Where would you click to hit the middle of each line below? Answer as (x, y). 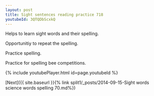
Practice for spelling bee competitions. (46, 63)
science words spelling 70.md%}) (40, 88)
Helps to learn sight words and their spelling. (52, 34)
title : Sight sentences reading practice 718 (54, 15)
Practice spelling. (23, 53)
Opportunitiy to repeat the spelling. (42, 43)
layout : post (19, 10)
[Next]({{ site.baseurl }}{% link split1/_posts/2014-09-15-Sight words (77, 83)
